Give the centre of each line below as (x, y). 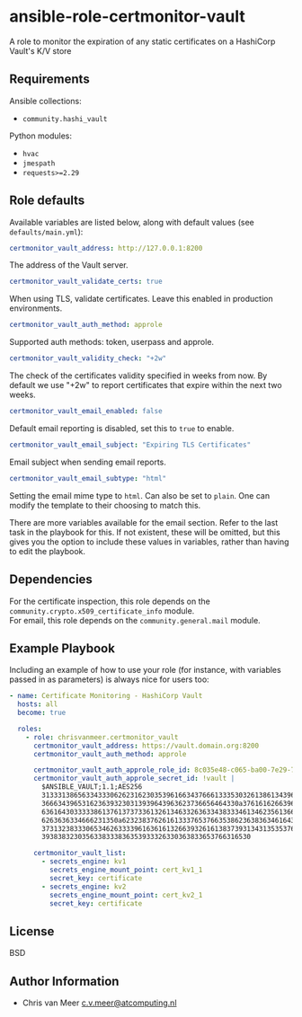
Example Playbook (62, 648)
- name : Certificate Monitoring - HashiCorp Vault (106, 696)
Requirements (49, 80)
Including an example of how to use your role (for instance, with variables (145, 670)
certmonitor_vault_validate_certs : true (86, 282)
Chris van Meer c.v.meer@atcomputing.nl (99, 1003)
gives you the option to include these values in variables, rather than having (149, 542)
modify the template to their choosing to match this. (105, 505)
